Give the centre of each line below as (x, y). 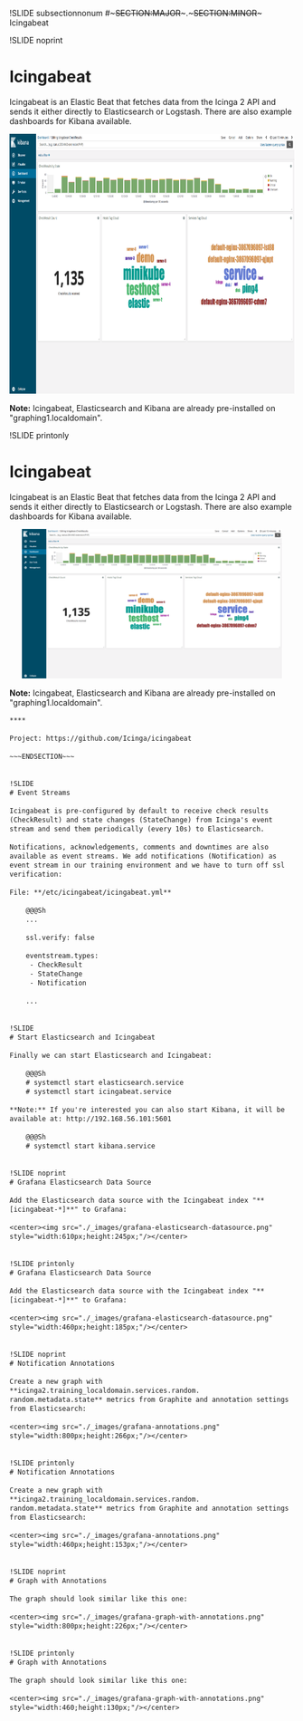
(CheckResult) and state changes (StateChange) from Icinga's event (141, 820)
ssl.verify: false (60, 937)
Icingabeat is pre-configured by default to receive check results (139, 811)
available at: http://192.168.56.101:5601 (90, 1119)
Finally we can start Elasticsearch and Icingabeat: (111, 1055)
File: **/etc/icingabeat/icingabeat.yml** (90, 892)
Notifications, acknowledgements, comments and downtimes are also (139, 847)
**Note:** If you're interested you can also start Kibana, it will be (147, 1110)
